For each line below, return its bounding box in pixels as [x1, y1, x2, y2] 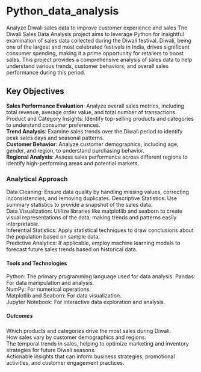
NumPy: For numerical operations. [6, 285, 91, 293]
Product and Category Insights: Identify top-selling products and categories [6, 115, 194, 122]
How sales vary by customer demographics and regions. [6, 334, 146, 341]
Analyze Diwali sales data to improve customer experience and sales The [6, 24, 188, 31]
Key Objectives [6, 86, 64, 97]
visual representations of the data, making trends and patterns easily [6, 214, 177, 221]
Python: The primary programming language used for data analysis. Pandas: [6, 273, 196, 280]
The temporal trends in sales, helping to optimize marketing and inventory [6, 340, 190, 347]
